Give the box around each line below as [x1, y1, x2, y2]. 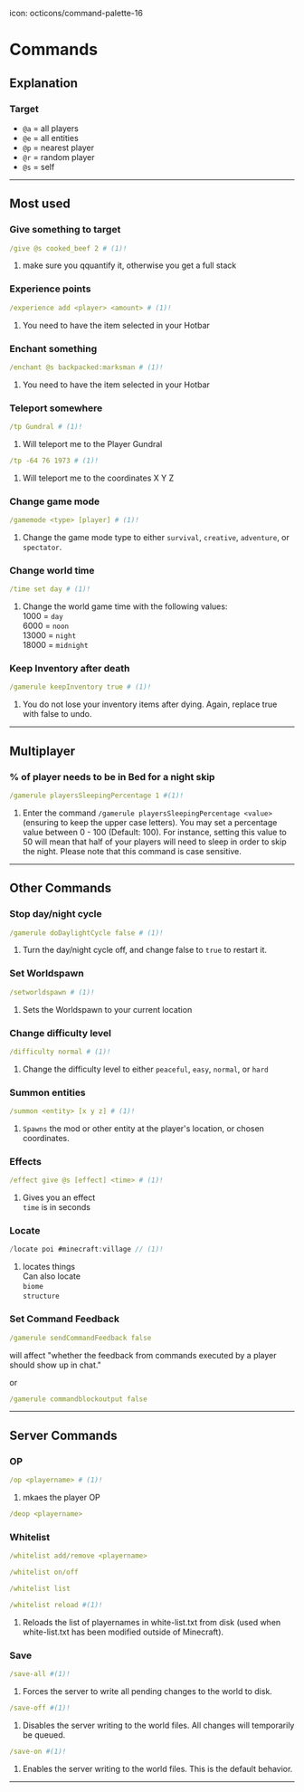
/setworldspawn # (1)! [9, 987, 95, 996]
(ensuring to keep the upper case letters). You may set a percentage [22, 816, 278, 827]
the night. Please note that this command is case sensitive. [22, 845, 242, 856]
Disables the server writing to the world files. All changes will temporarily [22, 1720, 295, 1730]
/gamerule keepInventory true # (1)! [9, 682, 152, 691]
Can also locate [22, 1271, 81, 1282]
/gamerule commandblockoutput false [9, 1394, 147, 1404]
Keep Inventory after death [9, 662, 130, 675]
